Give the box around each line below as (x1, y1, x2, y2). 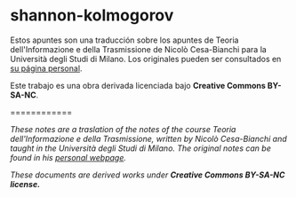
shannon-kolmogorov (10, 5, 174, 26)
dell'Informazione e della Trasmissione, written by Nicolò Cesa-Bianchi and (10, 133, 287, 144)
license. (10, 178, 41, 189)
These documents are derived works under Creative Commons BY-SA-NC (10, 169, 285, 180)
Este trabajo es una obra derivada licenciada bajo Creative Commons (10, 80, 266, 91)
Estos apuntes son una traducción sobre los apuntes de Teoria (10, 35, 239, 45)
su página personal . (10, 63, 83, 74)
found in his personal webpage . (10, 152, 127, 162)
